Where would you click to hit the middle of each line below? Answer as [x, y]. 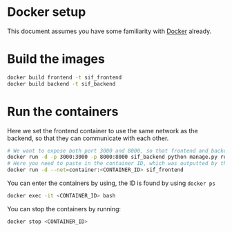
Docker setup [47, 12]
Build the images [56, 59]
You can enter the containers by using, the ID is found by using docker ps [112, 183]
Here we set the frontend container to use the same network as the [103, 130]
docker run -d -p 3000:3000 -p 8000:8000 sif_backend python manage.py [112, 157]
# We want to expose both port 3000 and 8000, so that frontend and [108, 151]
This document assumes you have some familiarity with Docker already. [109, 31]
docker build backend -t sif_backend [61, 84]
